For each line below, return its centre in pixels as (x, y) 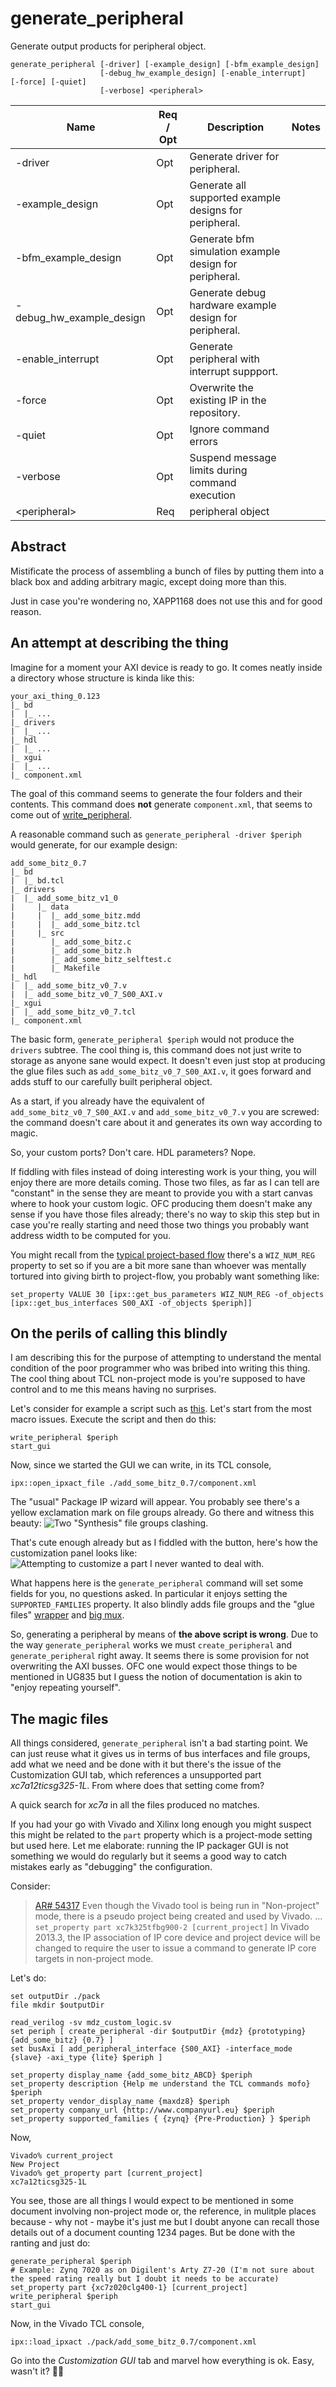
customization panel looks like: (74, 1553)
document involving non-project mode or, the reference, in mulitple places (163, 2211)
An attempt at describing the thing (119, 643)
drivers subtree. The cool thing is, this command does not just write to (156, 1049)
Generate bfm (222, 239)
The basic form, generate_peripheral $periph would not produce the (152, 1039)
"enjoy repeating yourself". (65, 1688)
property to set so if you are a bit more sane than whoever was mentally (158, 1265)
